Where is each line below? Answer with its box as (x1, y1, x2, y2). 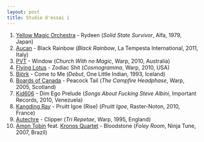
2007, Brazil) (15, 129, 47, 136)
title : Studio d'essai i (7, 15, 70, 21)
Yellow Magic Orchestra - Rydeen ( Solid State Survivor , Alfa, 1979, (15, 31, 182, 38)
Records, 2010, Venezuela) (15, 96, 83, 104)
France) (15, 109, 36, 116)
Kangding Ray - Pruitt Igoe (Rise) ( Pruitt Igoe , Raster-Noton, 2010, (15, 102, 180, 110)
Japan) (15, 38, 34, 45)
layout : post (7, 9, 40, 15)
